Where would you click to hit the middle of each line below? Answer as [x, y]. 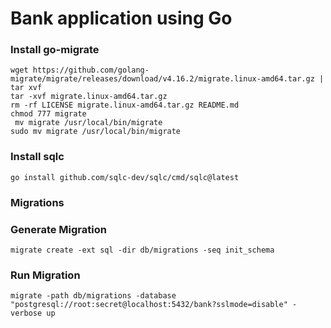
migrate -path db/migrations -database [93, 296]
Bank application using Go [121, 18]
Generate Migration [58, 229]
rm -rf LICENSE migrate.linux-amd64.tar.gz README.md [125, 105]
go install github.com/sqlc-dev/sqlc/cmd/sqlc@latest [125, 177]
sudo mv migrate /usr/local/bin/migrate [96, 132]
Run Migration [45, 275]
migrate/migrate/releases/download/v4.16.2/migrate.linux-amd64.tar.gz [162, 79]
